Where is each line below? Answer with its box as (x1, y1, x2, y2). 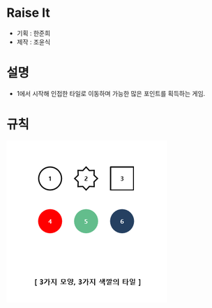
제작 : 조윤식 (16, 37, 51, 46)
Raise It (6, 5, 50, 21)
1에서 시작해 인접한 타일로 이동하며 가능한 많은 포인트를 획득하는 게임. (16, 89, 206, 97)
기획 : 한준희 (16, 29, 51, 37)
